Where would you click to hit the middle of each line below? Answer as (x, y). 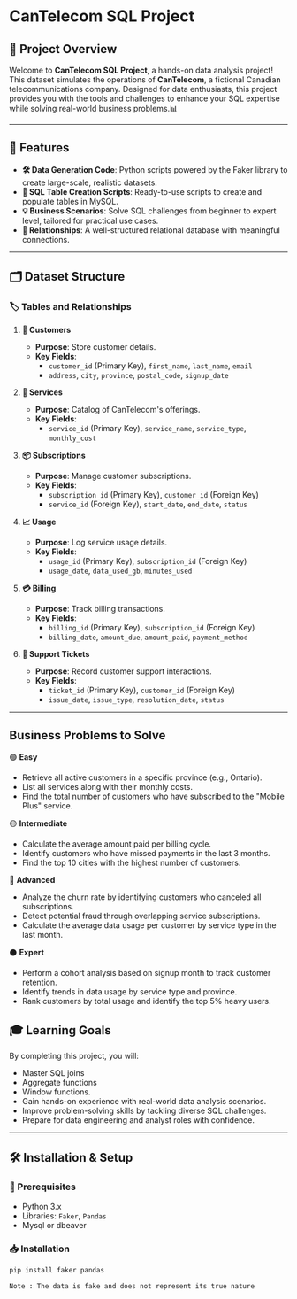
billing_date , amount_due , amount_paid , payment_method (148, 637)
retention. (39, 982)
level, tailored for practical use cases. (90, 220)
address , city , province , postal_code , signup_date (138, 375)
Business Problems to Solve (88, 735)
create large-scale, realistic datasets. (89, 182)
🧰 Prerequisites (43, 1187)
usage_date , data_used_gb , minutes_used (120, 570)
